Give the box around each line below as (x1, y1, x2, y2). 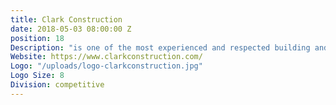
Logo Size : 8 (10, 71, 65, 81)
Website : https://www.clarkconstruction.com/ (10, 52, 203, 62)
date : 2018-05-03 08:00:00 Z (10, 24, 132, 34)
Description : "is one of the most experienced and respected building (10, 42, 311, 53)
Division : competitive (10, 80, 105, 90)
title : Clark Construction (10, 14, 123, 25)
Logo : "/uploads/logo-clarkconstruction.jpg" (10, 61, 203, 71)
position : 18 (10, 33, 65, 43)
